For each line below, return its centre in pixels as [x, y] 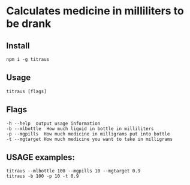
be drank [29, 24]
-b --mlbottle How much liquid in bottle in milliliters [80, 129]
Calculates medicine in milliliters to [95, 11]
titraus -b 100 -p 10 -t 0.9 [43, 176]
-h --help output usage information [53, 124]
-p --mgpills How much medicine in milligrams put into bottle [88, 134]
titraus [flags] [26, 91]
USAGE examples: [40, 157]
